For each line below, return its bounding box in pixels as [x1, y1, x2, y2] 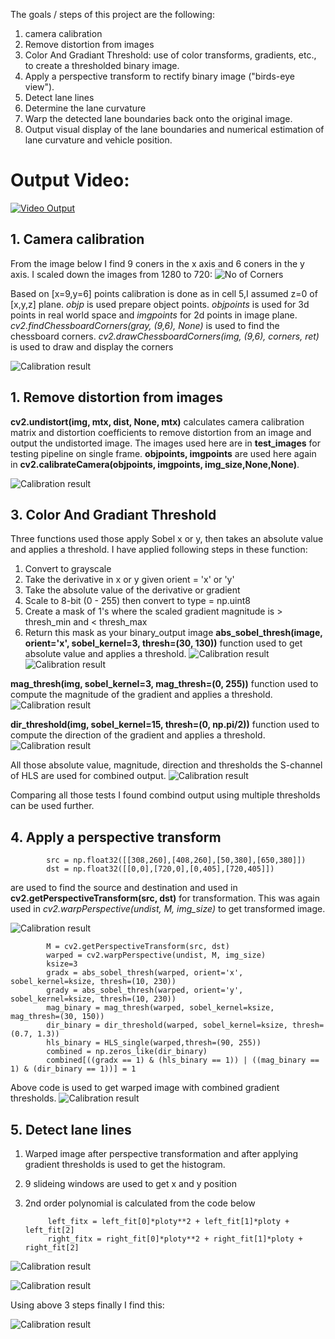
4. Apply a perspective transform [10, 829, 222, 846]
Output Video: [10, 169, 130, 192]
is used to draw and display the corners [10, 340, 174, 353]
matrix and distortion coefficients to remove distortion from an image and [10, 426, 312, 438]
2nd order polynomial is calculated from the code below [24, 1197, 256, 1209]
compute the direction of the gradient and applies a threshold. [10, 729, 266, 741]
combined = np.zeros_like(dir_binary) [46, 1047, 208, 1057]
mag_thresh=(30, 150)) [10, 1012, 105, 1022]
